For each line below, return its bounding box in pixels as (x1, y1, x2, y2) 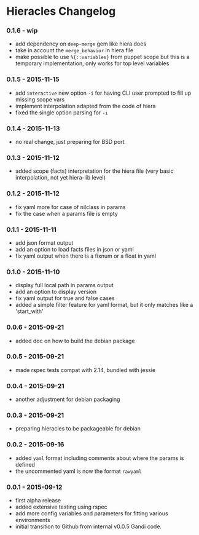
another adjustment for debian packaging (15, 395, 120, 403)
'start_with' (15, 307, 44, 315)
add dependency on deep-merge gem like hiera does (15, 40, 146, 47)
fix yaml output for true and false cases (15, 295, 115, 302)
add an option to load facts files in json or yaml (15, 245, 134, 253)
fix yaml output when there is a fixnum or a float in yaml (15, 252, 157, 260)
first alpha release (15, 497, 61, 504)
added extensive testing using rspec (15, 503, 107, 511)
